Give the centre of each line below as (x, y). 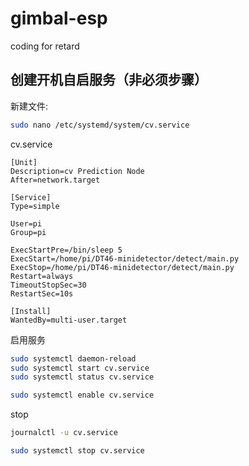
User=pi (26, 223)
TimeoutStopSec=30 (48, 285)
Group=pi (28, 232)
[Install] (31, 311)
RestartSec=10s (42, 293)
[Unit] (24, 162)
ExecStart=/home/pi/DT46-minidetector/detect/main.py (125, 258)
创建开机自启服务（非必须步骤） (109, 80)
